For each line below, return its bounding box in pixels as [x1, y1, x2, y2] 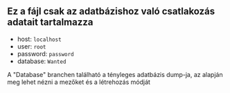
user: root [17, 42, 46, 51]
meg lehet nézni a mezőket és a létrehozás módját [7, 78, 151, 86]
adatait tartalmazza [7, 17, 94, 28]
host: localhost [17, 35, 62, 43]
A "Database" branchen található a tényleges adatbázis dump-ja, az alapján [7, 70, 223, 78]
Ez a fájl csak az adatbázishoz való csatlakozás [7, 6, 215, 17]
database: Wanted [17, 57, 67, 65]
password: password [17, 49, 74, 58]
